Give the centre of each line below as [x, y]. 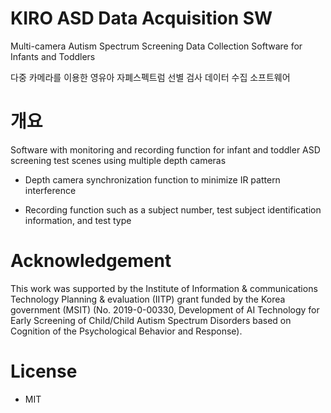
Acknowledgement [91, 261]
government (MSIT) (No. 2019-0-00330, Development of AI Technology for [165, 309]
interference [50, 190]
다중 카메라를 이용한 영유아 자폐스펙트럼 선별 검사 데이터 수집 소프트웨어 [150, 77]
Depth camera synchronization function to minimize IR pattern [152, 179]
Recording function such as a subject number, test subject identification [173, 209]
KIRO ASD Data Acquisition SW [141, 18]
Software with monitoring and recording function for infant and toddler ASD [165, 149]
